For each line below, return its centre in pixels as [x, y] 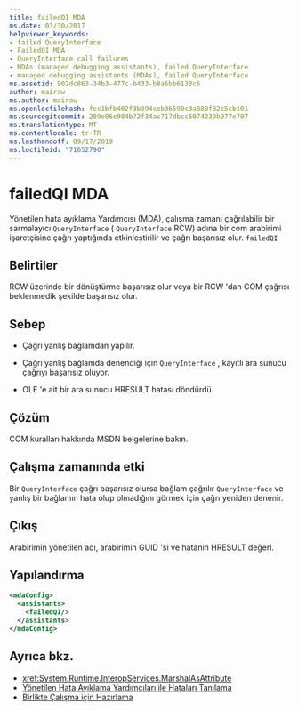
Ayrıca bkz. [41, 656]
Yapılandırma [47, 575]
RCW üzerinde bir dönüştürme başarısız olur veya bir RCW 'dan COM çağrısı [149, 287]
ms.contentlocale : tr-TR [55, 133]
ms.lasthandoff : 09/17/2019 [61, 141]
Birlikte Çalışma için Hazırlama [77, 697]
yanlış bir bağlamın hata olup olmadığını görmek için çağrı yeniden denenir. [146, 497]
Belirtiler [33, 265]
